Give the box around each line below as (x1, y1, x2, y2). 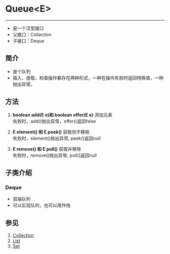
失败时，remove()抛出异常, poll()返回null (12, 152, 97, 158)
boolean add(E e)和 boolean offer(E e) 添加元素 (12, 112, 113, 118)
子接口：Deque (12, 37, 45, 44)
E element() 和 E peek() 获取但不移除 (12, 129, 90, 135)
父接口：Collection (12, 31, 52, 37)
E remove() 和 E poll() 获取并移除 (12, 146, 81, 152)
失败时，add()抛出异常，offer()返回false (12, 118, 96, 124)
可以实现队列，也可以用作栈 (12, 202, 71, 208)
